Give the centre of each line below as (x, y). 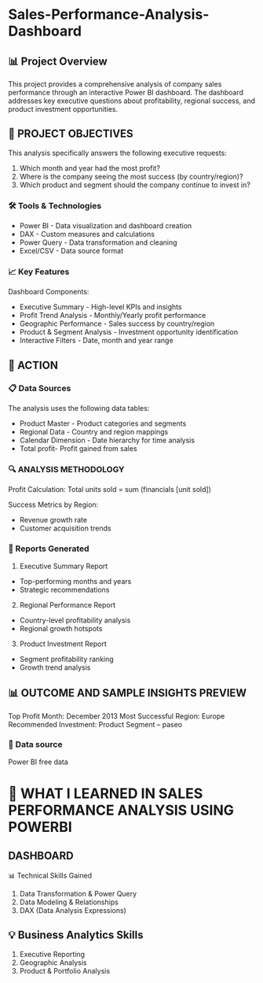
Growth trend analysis (55, 667)
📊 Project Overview (58, 61)
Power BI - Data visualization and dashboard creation (106, 226)
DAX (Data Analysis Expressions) (73, 910)
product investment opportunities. (63, 109)
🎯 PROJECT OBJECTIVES (71, 134)
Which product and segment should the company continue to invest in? (135, 185)
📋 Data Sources (40, 388)
